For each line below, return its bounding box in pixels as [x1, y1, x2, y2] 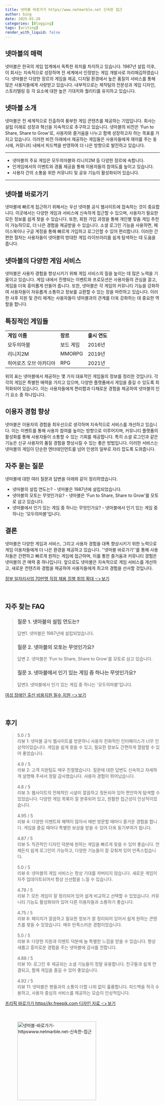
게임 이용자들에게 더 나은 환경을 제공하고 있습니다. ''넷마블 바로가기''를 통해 [5, 546, 149, 553]
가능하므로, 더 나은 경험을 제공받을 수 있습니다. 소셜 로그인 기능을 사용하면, [10, 222, 153, 228]
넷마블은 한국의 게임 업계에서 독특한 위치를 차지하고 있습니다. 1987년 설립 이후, [5, 63, 156, 69]
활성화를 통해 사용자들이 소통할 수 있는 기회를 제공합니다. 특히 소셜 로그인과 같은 [5, 433, 159, 440]
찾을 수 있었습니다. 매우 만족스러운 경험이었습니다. [26, 922, 122, 928]
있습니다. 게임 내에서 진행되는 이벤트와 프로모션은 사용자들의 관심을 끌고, [18, 277, 157, 283]
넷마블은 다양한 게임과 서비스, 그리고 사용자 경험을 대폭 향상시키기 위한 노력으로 [5, 540, 157, 546]
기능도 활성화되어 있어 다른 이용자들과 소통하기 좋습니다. [26, 899, 134, 905]
